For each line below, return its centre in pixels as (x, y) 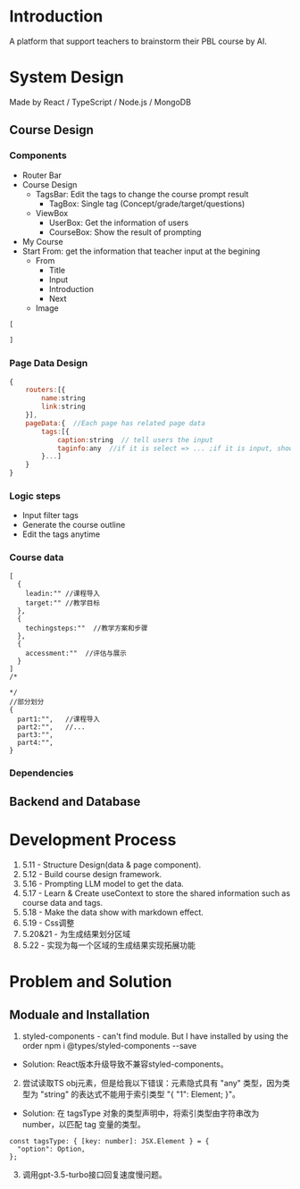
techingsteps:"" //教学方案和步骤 (87, 628)
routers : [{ (46, 390)
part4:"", (35, 742)
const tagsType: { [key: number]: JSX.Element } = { (109, 1141)
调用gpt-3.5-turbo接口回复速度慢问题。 (94, 1174)
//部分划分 (27, 702)
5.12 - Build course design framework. (92, 874)
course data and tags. (62, 902)
